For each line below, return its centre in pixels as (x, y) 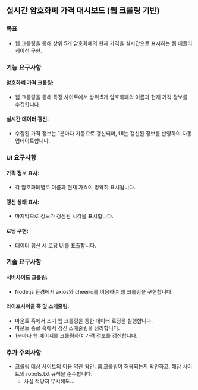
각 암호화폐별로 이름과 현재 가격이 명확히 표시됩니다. (75, 187)
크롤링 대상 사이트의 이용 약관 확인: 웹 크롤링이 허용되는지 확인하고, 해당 (98, 366)
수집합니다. (28, 104)
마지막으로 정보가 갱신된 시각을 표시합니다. (64, 216)
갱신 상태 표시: (23, 202)
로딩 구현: (17, 231)
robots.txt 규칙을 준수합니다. (59, 374)
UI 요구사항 (21, 157)
